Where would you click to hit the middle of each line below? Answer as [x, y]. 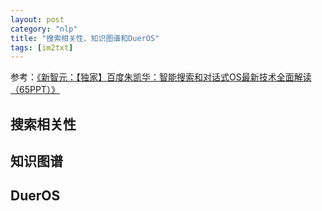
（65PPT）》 [35, 90]
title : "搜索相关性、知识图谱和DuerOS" [85, 38]
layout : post [37, 19]
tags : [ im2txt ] [42, 47]
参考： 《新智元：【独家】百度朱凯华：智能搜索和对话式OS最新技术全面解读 [161, 77]
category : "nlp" [44, 29]
